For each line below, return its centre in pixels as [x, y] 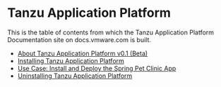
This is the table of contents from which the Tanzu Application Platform [110, 32]
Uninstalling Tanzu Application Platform [75, 76]
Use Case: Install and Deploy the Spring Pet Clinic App [97, 68]
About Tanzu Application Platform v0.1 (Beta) [83, 53]
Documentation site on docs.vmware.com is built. [79, 39]
